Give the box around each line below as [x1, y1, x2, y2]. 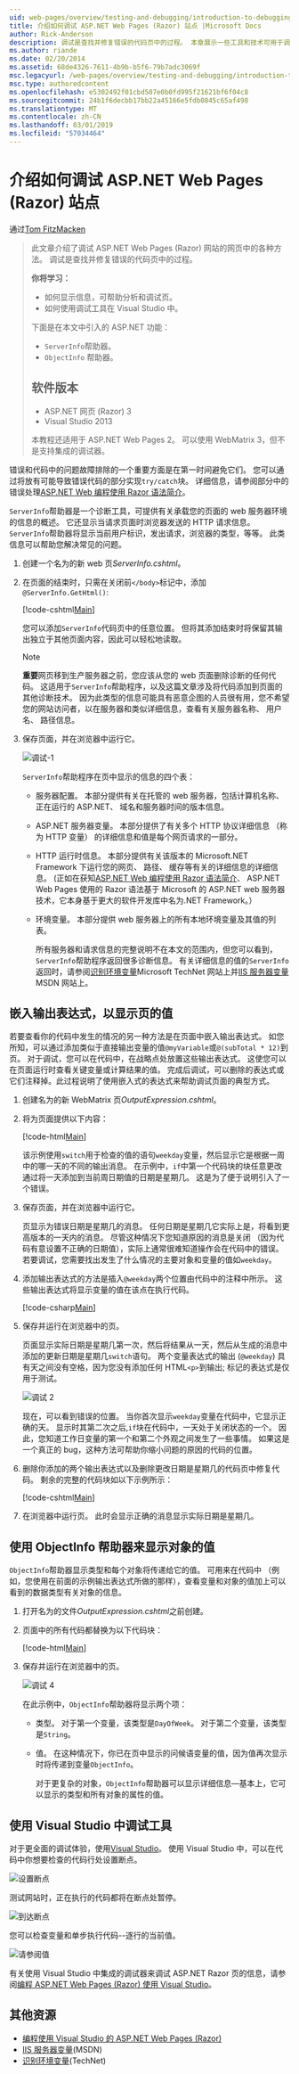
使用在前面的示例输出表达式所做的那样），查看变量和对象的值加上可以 [32, 1576, 287, 1586]
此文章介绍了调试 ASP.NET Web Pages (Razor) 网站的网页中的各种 [30, 242, 274, 253]
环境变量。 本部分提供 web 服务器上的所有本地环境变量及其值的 [35, 914, 269, 924]
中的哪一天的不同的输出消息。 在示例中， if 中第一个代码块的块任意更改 [21, 1160, 283, 1172]
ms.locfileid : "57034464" [9, 129, 105, 138]
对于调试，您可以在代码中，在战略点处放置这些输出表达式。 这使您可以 [26, 1053, 287, 1064]
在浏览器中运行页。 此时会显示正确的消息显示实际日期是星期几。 [21, 1511, 259, 1521]
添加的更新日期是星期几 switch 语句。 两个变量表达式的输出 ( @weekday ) [21, 1351, 276, 1362]
